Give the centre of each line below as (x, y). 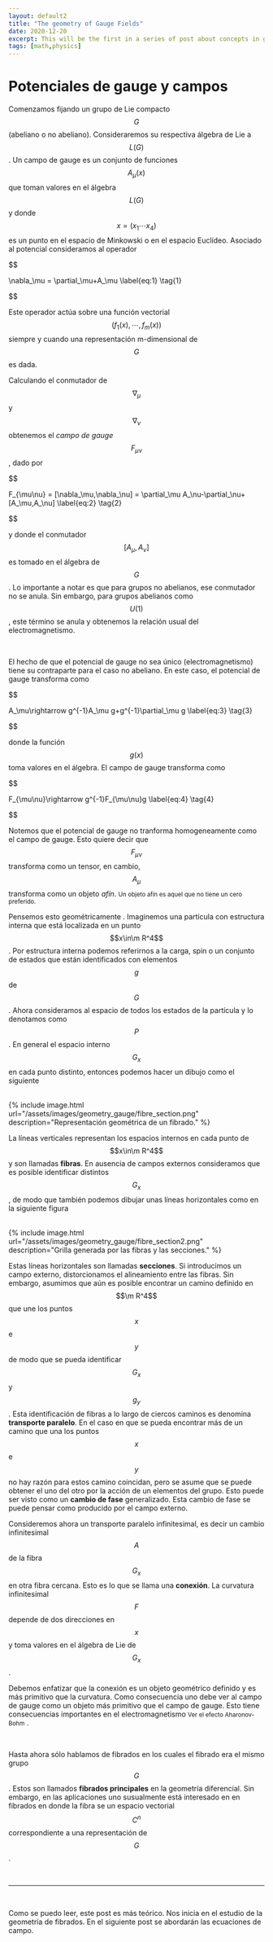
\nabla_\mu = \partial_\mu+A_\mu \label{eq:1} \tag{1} (95, 280)
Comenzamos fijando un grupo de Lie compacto (89, 109)
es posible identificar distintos (59, 1173)
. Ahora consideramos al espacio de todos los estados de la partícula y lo (131, 1010)
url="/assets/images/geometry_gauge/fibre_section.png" (104, 1114)
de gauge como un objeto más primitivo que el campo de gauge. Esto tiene (134, 1706)
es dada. (23, 365)
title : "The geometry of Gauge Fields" (76, 24)
